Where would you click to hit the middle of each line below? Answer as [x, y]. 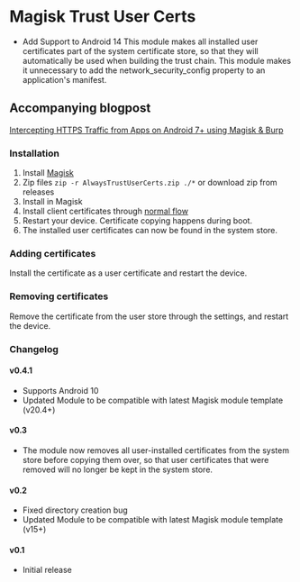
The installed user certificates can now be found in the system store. [150, 231]
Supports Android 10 [60, 390]
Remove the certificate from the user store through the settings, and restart [149, 316]
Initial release [47, 570]
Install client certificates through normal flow [105, 211]
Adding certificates [53, 253]
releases [38, 192]
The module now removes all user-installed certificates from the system [156, 450]
